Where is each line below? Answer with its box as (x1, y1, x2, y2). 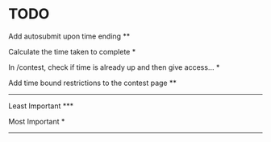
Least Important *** (8, 101, 74, 111)
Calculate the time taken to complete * (8, 47, 136, 56)
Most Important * (8, 116, 65, 126)
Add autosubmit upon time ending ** (8, 31, 131, 41)
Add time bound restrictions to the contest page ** (8, 78, 177, 87)
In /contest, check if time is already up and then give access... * (8, 62, 220, 72)
